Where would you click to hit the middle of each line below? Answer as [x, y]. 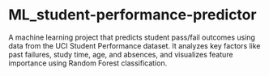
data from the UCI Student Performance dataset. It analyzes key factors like [134, 45]
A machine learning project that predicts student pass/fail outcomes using [132, 37]
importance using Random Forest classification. [88, 63]
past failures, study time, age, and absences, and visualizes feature [121, 54]
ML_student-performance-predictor [132, 15]
